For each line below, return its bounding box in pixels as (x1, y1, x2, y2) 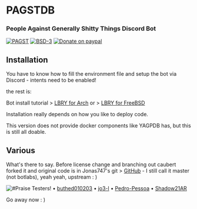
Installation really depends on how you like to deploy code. (6, 111, 149, 118)
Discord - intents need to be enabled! (6, 77, 97, 84)
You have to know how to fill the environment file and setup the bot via (6, 70, 177, 77)
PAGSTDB (6, 4, 55, 17)
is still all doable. (6, 129, 46, 136)
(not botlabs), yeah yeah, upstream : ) (6, 174, 98, 181)
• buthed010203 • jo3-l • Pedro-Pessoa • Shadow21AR (52, 185, 187, 192)
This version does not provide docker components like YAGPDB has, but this (6, 122, 191, 129)
